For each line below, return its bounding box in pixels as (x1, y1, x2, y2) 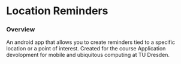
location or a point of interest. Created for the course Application (6, 45, 166, 52)
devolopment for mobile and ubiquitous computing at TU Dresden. (6, 52, 170, 59)
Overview (6, 25, 35, 34)
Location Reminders (6, 4, 108, 18)
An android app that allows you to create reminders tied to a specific (6, 39, 176, 46)
